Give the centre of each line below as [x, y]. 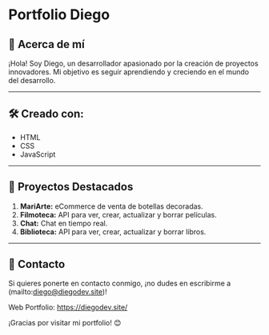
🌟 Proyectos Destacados [71, 187]
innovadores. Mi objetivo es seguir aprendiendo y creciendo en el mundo [129, 72]
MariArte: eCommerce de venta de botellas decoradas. [111, 206]
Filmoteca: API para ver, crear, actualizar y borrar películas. [118, 214]
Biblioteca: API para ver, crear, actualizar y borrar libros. [113, 231]
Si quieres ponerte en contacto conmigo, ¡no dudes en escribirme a [120, 283]
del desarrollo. [32, 80]
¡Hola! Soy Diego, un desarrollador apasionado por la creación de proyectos [133, 63]
